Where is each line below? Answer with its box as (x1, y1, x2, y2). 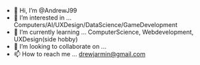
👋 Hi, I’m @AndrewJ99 (13, 7, 77, 14)
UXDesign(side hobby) (13, 35, 78, 43)
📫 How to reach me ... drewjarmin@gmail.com (13, 50, 146, 58)
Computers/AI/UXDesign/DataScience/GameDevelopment (13, 21, 178, 28)
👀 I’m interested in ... (13, 14, 72, 22)
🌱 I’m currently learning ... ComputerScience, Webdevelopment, (13, 28, 194, 36)
